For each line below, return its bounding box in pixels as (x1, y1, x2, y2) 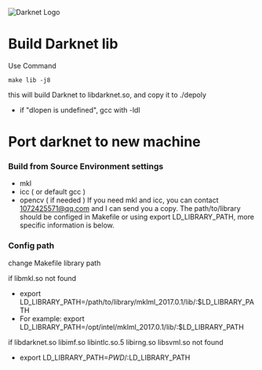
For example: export (19, 313, 85, 323)
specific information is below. (19, 220, 115, 230)
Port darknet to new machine (8, 133, 202, 151)
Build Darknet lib (8, 35, 118, 53)
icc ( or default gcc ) (19, 187, 86, 197)
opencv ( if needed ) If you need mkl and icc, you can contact (19, 195, 219, 205)
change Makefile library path (8, 258, 101, 268)
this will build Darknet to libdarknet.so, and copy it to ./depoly (8, 90, 206, 99)
